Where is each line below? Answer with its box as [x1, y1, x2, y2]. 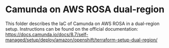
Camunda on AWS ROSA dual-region [5, 4, 165, 15]
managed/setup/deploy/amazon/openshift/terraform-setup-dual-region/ [5, 37, 158, 43]
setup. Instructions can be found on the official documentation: [5, 26, 138, 32]
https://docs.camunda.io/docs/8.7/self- [5, 31, 89, 37]
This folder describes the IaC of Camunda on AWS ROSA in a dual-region [5, 20, 160, 27]
